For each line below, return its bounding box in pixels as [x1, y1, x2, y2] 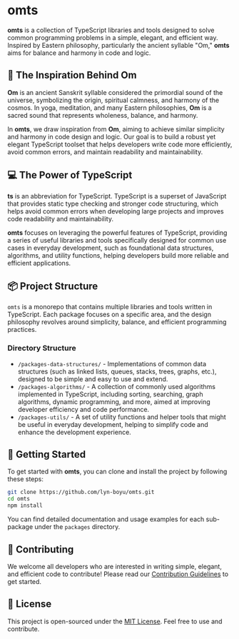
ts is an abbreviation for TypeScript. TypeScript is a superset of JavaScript [7, 191, 227, 200]
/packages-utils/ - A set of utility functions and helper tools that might [17, 413, 226, 421]
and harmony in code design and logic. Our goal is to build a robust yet [7, 132, 216, 141]
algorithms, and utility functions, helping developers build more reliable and [7, 251, 230, 259]
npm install [7, 502, 43, 509]
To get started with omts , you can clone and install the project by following [7, 467, 228, 476]
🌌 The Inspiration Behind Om [7, 69, 137, 81]
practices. [7, 326, 37, 334]
